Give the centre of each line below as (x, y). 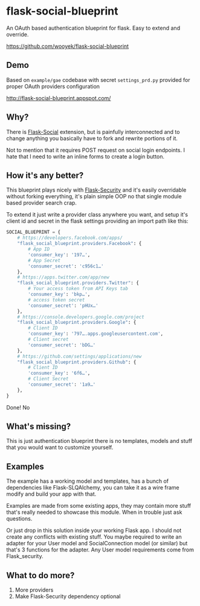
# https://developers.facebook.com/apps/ (70, 238)
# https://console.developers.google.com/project (81, 317)
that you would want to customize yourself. (60, 448)
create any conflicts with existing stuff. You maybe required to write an (94, 537)
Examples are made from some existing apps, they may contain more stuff (99, 506)
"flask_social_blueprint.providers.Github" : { (77, 362)
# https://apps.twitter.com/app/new (63, 277)
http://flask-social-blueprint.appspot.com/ (59, 98)
